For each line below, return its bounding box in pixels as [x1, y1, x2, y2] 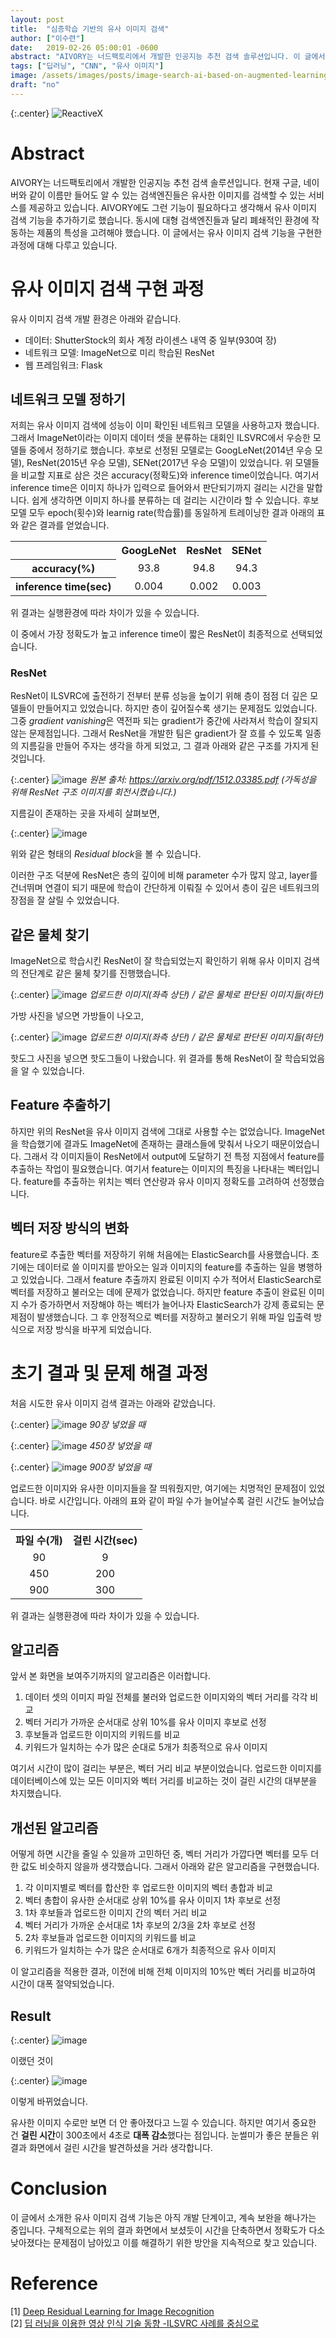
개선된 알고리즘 [10, 1819, 99, 1836]
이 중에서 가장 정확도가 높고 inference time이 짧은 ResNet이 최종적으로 [10, 627, 289, 640]
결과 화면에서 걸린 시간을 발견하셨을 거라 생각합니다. [10, 2142, 213, 2154]
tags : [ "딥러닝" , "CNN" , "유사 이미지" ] [10, 61, 165, 71]
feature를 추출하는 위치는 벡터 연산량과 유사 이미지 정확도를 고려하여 [23, 1175, 291, 1187]
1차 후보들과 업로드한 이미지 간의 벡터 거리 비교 [24, 1907, 208, 1919]
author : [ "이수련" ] [10, 33, 85, 43]
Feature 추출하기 [10, 1097, 112, 1114]
